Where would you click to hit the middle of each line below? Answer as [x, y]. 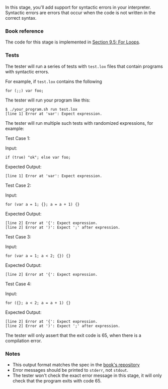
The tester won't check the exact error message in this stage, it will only [87, 375]
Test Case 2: [18, 185]
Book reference [24, 31]
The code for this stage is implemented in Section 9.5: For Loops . [73, 42]
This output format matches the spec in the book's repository [76, 364]
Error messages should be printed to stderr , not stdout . [70, 370]
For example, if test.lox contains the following [54, 81]
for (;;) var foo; [24, 90]
